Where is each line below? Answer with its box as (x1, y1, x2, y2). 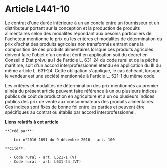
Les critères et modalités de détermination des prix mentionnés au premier (5, 82, 159, 88)
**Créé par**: (5, 128, 35, 133)
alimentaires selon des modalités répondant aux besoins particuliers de (5, 30, 152, 36)
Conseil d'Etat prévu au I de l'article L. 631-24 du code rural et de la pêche (5, 57, 158, 63)
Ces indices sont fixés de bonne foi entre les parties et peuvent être (5, 104, 145, 110)
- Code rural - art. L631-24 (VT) (9, 159, 81, 164)
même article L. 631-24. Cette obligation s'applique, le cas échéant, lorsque (5, 67, 161, 73)
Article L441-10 (5, 3, 70, 15)
